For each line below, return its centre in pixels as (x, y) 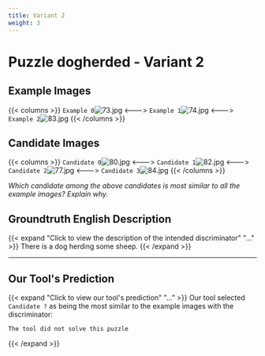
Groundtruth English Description (90, 219)
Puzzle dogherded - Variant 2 (106, 62)
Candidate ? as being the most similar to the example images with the (121, 305)
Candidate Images (54, 143)
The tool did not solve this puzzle (68, 328)
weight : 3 (24, 23)
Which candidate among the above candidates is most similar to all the (124, 185)
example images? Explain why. (58, 194)
